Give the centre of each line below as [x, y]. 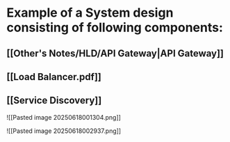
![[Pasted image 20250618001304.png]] [64, 117]
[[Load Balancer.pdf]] [54, 77]
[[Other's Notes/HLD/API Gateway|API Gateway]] [115, 53]
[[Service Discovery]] [54, 101]
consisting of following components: [115, 27]
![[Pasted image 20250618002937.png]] [64, 131]
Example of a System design [90, 13]
